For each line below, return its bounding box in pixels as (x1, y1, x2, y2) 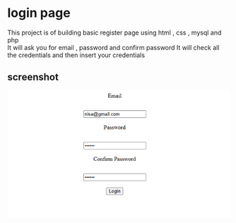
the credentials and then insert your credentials (7, 51, 146, 59)
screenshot (7, 71, 59, 83)
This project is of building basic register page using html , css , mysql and (7, 28, 222, 37)
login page (7, 5, 71, 21)
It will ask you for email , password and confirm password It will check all (7, 43, 220, 52)
